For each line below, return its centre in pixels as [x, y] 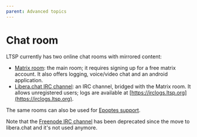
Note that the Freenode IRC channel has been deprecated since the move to [98, 121]
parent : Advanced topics [36, 11]
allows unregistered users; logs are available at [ [73, 92]
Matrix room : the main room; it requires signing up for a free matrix [95, 68]
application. [29, 80]
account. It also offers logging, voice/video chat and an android [91, 74]
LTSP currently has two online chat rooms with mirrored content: [84, 57]
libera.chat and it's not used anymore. [52, 127]
